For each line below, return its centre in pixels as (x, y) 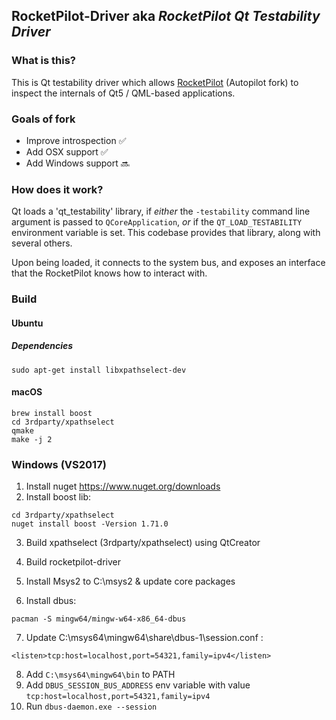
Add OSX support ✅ (67, 151)
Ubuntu (27, 323)
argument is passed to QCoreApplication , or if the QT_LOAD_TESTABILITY (157, 222)
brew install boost (52, 413)
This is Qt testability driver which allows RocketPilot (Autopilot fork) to (155, 82)
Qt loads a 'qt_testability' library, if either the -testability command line (161, 211)
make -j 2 (32, 439)
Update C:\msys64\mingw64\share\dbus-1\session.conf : (144, 638)
